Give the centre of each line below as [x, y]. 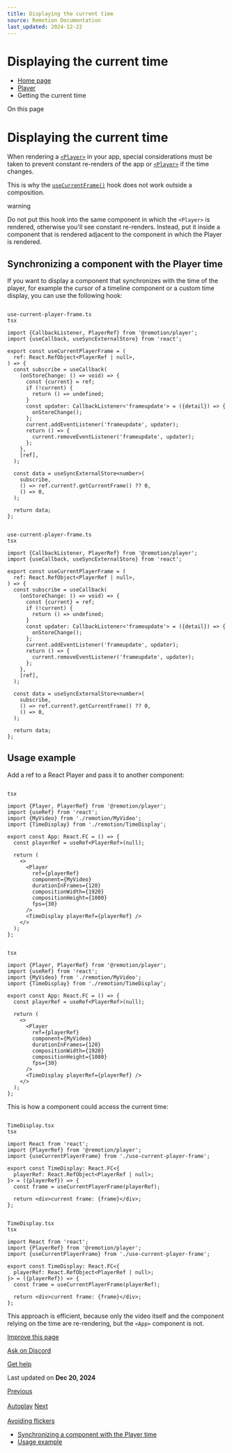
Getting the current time [52, 96]
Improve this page [33, 1337]
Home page [34, 80]
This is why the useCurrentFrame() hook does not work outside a [100, 185]
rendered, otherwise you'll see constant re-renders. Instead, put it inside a [114, 227]
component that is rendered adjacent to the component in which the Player [115, 234]
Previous [20, 1391]
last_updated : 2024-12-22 [45, 27]
